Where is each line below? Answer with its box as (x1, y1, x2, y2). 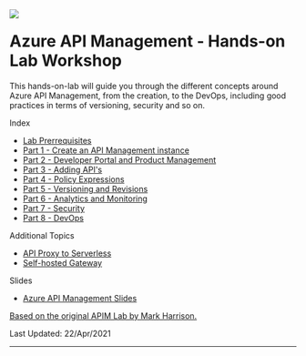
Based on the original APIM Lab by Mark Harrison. (9, 310, 198, 321)
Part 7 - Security (22, 202, 85, 213)
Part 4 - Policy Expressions (22, 173, 125, 185)
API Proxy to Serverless (22, 248, 112, 259)
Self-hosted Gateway (22, 257, 103, 268)
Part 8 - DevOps (22, 212, 85, 223)
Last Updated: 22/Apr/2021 (9, 328, 111, 339)
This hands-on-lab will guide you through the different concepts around (9, 80, 279, 91)
